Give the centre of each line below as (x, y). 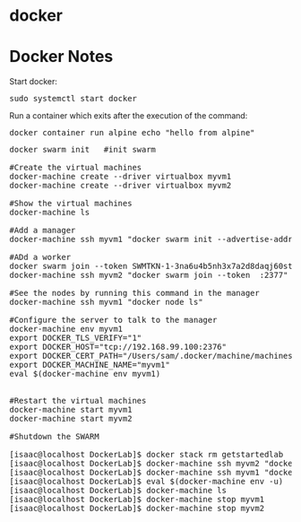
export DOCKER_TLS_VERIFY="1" (76, 338)
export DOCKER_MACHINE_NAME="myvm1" (90, 365)
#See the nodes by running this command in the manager (134, 293)
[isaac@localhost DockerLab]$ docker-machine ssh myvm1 (134, 473)
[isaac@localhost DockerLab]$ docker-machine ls (118, 491)
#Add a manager (43, 231)
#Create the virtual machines (76, 168)
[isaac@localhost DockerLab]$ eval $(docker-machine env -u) (146, 482)
